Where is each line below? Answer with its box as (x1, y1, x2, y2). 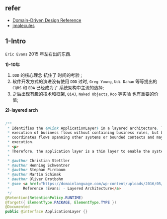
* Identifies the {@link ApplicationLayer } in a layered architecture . (7, 126, 159, 131)
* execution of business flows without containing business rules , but (7, 130, 159, 135)
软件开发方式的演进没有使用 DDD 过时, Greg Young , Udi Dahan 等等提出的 (12, 78, 158, 84)
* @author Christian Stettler (7, 158, 70, 163)
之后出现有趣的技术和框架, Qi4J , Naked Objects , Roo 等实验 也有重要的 (12, 91, 154, 97)
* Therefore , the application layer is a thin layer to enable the (7, 149, 150, 154)
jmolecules (12, 22, 35, 28)
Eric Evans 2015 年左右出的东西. (5, 51, 72, 57)
